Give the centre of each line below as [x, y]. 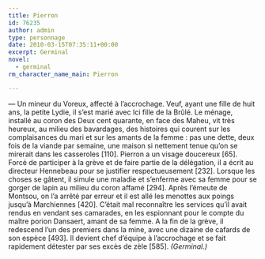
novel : [19, 60]
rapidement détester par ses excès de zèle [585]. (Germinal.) [108, 246]
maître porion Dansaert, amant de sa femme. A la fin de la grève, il [116, 221]
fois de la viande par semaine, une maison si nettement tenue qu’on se [123, 145]
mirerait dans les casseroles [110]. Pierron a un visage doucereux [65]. [123, 154]
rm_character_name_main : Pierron [63, 74]
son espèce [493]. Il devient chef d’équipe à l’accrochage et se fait [117, 238]
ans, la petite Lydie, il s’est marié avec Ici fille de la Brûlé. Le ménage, [121, 112]
